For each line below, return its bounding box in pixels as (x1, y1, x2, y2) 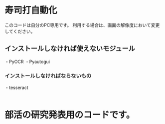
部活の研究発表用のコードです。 (4, 109, 135, 120)
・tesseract (4, 84, 28, 90)
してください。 (4, 28, 35, 34)
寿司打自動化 (4, 4, 58, 16)
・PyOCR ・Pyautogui (4, 58, 50, 64)
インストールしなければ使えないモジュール (4, 44, 136, 53)
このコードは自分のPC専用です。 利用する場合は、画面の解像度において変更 (4, 22, 160, 28)
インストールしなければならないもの (4, 72, 92, 79)
